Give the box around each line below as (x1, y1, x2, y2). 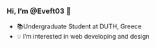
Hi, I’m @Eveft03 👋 (6, 6, 71, 16)
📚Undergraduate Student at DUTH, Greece (16, 22, 142, 30)
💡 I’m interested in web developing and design (16, 32, 150, 41)
